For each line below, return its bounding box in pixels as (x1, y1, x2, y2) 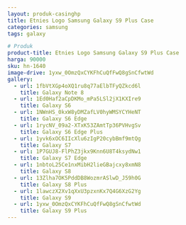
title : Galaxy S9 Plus (20, 207, 87, 214)
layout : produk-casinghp (7, 10, 81, 18)
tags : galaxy (7, 30, 46, 37)
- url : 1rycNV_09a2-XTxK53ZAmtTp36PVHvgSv (13, 122, 141, 129)
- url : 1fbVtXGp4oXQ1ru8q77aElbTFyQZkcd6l (13, 82, 141, 89)
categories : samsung (7, 23, 69, 30)
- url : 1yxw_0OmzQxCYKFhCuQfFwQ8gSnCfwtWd (13, 201, 141, 208)
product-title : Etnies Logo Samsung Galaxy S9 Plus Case (7, 50, 180, 57)
